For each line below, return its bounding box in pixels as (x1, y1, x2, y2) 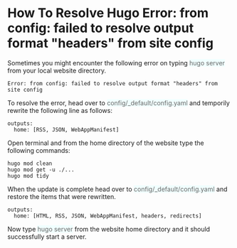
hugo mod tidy (7, 172, 50, 179)
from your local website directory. (7, 66, 107, 75)
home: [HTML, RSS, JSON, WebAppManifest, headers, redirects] (14, 212, 202, 220)
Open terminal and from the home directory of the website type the (7, 139, 204, 147)
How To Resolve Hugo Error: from (7, 5, 209, 21)
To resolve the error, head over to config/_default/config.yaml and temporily (7, 98, 230, 107)
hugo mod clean (7, 160, 53, 167)
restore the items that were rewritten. (7, 192, 116, 200)
